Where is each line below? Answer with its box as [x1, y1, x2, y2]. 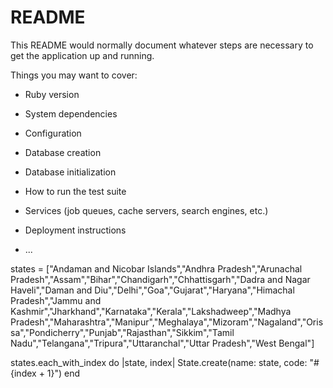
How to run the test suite [24, 185, 127, 197]
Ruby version [24, 88, 80, 100]
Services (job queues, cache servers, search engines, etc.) [24, 204, 269, 216]
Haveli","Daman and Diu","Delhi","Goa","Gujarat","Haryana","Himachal [10, 284, 295, 296]
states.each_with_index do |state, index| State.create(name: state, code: [10, 356, 308, 368]
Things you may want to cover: [10, 69, 138, 81]
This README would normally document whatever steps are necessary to [10, 39, 314, 51]
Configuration [24, 127, 82, 139]
